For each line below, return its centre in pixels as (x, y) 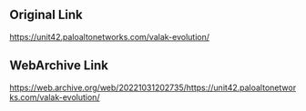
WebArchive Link (59, 66)
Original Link (46, 15)
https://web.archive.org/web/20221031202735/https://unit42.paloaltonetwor (153, 87)
